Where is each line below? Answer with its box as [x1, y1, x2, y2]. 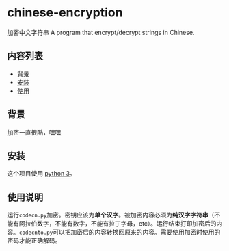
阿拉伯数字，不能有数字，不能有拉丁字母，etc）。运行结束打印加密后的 [18, 220, 217, 228]
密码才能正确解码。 [7, 237, 62, 245]
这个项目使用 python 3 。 [7, 170, 77, 178]
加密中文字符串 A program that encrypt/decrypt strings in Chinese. [7, 28, 195, 36]
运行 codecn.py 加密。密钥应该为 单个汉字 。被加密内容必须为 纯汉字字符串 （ [7, 211, 215, 220]
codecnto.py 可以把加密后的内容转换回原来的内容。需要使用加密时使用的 [19, 228, 221, 237]
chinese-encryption [7, 5, 123, 21]
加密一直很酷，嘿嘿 [7, 128, 62, 136]
